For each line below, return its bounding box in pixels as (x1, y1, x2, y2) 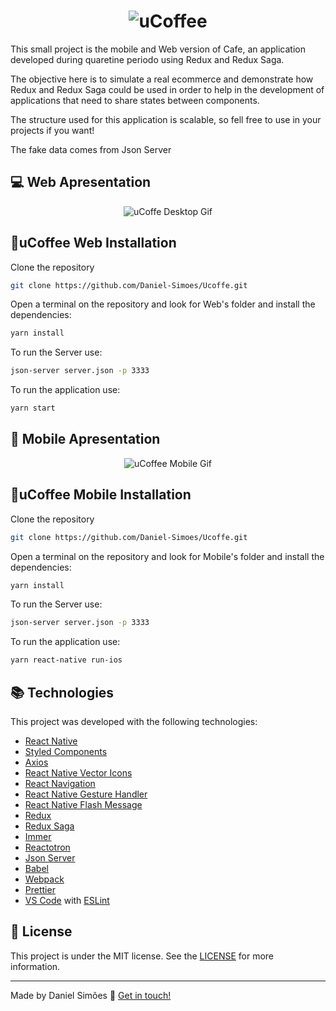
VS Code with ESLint (24, 895, 110, 906)
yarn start (10, 403, 56, 414)
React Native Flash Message (24, 799, 143, 810)
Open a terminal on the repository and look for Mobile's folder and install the (10, 550, 325, 562)
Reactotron (24, 841, 71, 853)
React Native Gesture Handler (24, 788, 148, 800)
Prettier (24, 884, 56, 895)
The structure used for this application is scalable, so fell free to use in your (10, 113, 322, 125)
